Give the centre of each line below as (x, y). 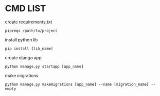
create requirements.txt (29, 22)
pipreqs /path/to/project (31, 31)
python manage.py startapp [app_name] (44, 66)
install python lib (21, 40)
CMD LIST (26, 8)
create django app (23, 57)
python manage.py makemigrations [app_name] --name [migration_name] (77, 84)
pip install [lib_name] (29, 48)
